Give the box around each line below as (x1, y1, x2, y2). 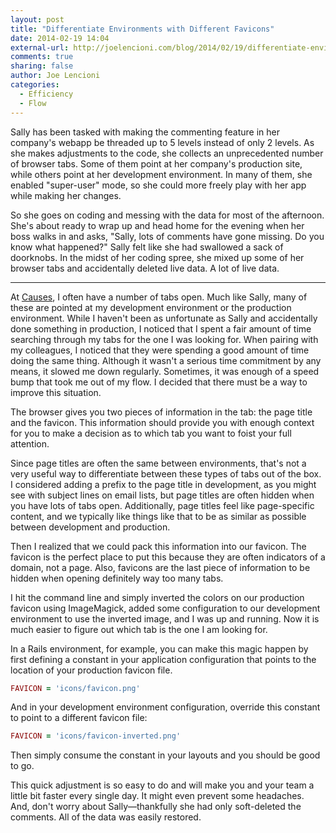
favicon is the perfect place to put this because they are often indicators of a (10, 551, 326, 563)
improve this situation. (10, 386, 102, 398)
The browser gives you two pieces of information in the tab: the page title (10, 406, 313, 418)
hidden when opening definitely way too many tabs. (10, 572, 224, 584)
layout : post (10, 14, 65, 25)
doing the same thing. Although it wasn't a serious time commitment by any (10, 354, 322, 366)
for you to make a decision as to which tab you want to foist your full (10, 427, 292, 439)
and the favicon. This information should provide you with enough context (10, 416, 315, 428)
